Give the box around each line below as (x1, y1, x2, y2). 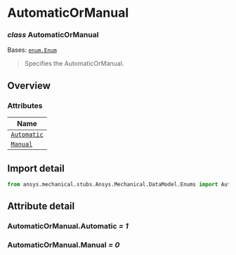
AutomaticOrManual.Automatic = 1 (7, 221, 129, 231)
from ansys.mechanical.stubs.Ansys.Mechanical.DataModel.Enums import (7, 181, 218, 188)
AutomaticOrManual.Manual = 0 (7, 240, 120, 250)
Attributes (7, 100, 43, 110)
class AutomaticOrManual (7, 30, 99, 40)
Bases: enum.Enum (7, 46, 58, 54)
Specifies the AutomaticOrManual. (24, 60, 124, 68)
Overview (7, 79, 51, 92)
